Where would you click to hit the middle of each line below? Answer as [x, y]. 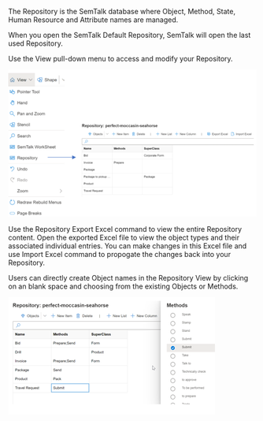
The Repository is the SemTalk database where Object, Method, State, [122, 11]
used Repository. [35, 43]
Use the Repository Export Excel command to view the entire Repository [125, 229]
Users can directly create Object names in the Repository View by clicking [128, 278]
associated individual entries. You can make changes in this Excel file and [128, 246]
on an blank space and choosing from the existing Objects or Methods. [123, 286]
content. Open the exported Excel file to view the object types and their [124, 238]
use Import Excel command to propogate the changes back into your [119, 255]
